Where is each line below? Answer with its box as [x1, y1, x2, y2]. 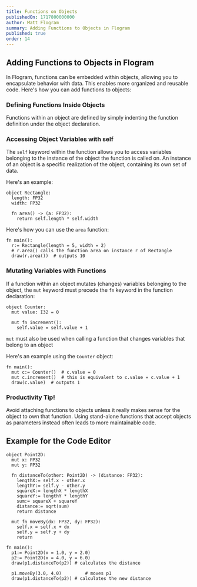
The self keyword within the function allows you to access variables [6, 149, 172, 156]
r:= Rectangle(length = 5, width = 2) [11, 243, 107, 249]
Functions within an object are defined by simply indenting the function [6, 114, 178, 121]
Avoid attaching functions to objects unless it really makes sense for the [6, 407, 181, 413]
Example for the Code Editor [6, 436, 112, 446]
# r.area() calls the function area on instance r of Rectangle [11, 248, 172, 254]
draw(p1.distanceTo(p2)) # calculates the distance [11, 560, 141, 566]
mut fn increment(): [11, 319, 62, 325]
